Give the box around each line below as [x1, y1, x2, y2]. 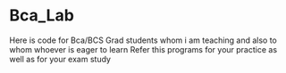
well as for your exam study [9, 53, 112, 64]
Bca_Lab [9, 5, 74, 26]
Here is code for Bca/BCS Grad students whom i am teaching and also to [9, 35, 277, 45]
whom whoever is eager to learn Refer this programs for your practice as [9, 44, 278, 54]
